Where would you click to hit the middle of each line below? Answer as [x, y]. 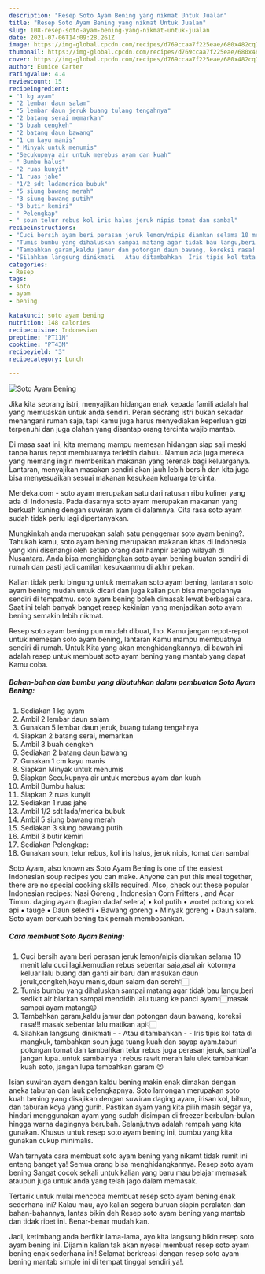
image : [20, 45]
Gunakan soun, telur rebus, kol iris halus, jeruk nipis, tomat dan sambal [135, 852]
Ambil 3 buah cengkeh [57, 744]
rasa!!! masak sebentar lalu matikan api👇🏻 [88, 1024]
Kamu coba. [28, 664]
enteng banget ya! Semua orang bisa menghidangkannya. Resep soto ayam [131, 1164]
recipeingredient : [39, 89]
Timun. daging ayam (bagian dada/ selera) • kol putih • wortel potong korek [132, 901]
